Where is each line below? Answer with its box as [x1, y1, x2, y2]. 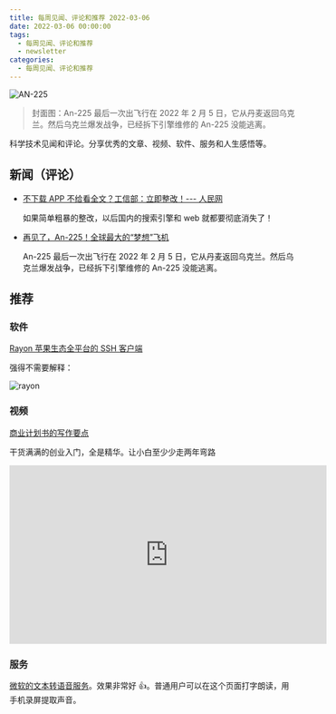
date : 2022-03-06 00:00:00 [9, 22, 111, 31]
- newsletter [17, 47, 67, 56]
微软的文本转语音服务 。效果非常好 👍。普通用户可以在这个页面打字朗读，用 [9, 680, 290, 690]
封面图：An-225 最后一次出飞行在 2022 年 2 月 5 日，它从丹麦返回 [31, 107, 279, 118]
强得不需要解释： [9, 362, 73, 373]
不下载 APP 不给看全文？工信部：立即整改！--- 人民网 [22, 192, 224, 204]
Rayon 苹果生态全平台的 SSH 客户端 [9, 343, 143, 354]
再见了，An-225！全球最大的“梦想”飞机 [22, 231, 169, 242]
